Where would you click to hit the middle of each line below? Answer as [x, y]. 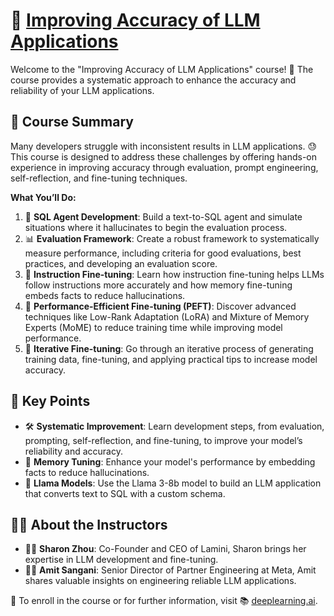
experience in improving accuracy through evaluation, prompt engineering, [164, 167]
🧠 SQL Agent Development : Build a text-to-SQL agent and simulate [163, 216]
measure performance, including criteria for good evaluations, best [163, 253]
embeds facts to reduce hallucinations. [105, 295]
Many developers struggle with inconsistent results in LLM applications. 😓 [164, 146]
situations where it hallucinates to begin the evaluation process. [156, 227]
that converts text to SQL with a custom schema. [125, 493]
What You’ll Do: [43, 197]
